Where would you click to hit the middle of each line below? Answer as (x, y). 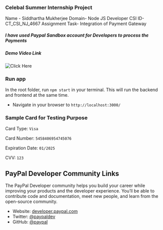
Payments (16, 40)
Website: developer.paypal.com (45, 211)
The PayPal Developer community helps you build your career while (75, 186)
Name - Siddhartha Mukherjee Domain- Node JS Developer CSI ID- (75, 19)
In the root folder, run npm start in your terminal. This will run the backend (81, 90)
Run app (16, 79)
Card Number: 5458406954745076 (38, 138)
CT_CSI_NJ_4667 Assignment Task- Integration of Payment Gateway (76, 24)
